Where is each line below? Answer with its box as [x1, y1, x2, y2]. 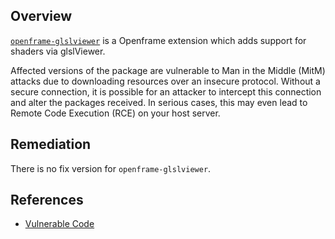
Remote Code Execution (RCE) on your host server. [10, 107, 221, 119]
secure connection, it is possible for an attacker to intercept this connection [10, 85, 322, 98]
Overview [10, 8, 73, 25]
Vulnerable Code [24, 218, 95, 230]
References [10, 192, 84, 209]
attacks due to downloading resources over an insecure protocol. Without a [10, 75, 321, 87]
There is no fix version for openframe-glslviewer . [10, 162, 212, 174]
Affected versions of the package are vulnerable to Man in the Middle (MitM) [10, 64, 326, 76]
